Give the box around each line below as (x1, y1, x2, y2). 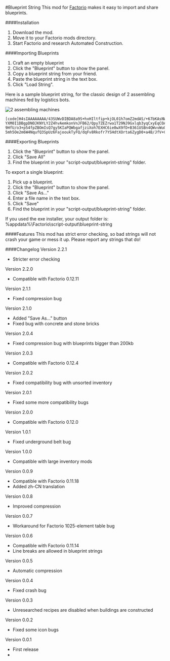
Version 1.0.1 (5, 429, 31, 435)
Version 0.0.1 (5, 637, 32, 642)
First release (12, 646, 39, 652)
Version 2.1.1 (5, 286, 31, 292)
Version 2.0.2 (5, 370, 33, 375)
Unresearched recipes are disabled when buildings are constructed (12, 607, 153, 613)
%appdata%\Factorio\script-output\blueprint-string (5, 221, 113, 227)
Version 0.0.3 (5, 597, 33, 603)
